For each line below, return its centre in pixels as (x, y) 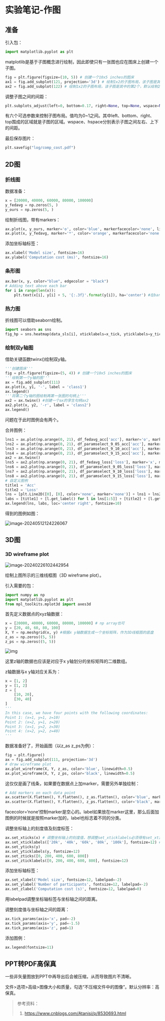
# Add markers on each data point (41, 793)
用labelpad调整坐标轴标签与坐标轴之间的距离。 (53, 899)
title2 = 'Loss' (22, 490)
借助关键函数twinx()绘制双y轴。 (37, 359)
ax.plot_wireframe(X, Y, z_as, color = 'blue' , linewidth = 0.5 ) (69, 769)
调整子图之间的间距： (27, 96)
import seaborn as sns (28, 330)
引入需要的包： (20, 585)
